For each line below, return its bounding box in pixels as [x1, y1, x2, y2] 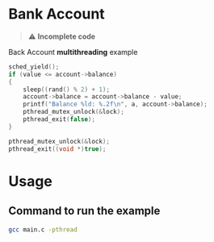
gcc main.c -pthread [8, 225, 78, 234]
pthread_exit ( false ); [23, 115, 95, 123]
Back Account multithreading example [8, 47, 138, 56]
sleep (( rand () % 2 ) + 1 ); [23, 86, 111, 94]
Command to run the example [8, 204, 161, 218]
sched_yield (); [8, 62, 60, 71]
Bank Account [8, 5, 105, 23]
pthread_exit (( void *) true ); [8, 144, 107, 153]
